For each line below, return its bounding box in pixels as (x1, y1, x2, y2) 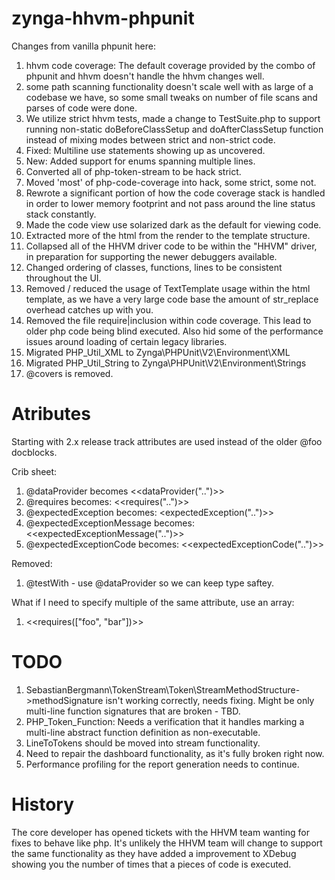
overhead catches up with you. (25, 303, 154, 316)
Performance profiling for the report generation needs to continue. (25, 758, 300, 770)
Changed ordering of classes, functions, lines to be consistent (25, 261, 283, 273)
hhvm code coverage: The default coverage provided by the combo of (25, 59, 316, 71)
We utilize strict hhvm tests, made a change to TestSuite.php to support (25, 112, 321, 124)
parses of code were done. (25, 102, 138, 114)
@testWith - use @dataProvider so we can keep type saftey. (25, 577, 275, 589)
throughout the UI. (25, 272, 102, 284)
